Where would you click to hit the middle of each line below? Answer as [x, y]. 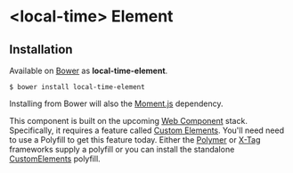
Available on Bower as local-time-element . [89, 70]
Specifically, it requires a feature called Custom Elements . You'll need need [147, 130]
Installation [41, 49]
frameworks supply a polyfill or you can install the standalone [122, 149]
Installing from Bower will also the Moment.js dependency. [116, 103]
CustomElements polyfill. [55, 159]
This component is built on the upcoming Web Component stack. [128, 121]
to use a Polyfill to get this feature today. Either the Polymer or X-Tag [135, 140]
